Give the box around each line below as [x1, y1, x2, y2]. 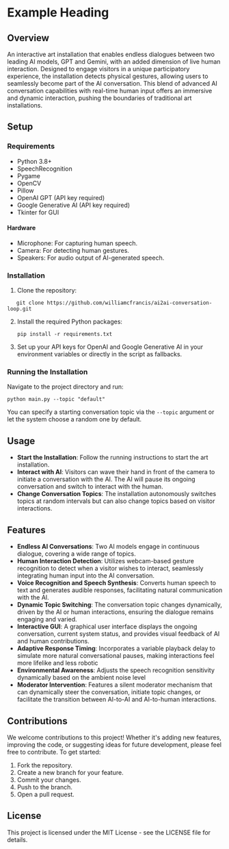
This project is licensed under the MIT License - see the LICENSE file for [7, 828, 211, 837]
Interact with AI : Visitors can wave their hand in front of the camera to [16, 468, 215, 476]
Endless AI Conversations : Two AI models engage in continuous [16, 543, 200, 551]
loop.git [7, 306, 32, 312]
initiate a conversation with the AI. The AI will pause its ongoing [16, 475, 196, 484]
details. [7, 835, 28, 844]
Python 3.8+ [16, 157, 53, 165]
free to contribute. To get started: [7, 748, 101, 756]
